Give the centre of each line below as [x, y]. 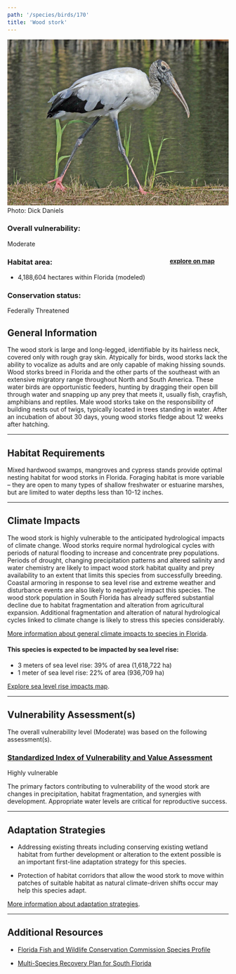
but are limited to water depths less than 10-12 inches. [85, 492]
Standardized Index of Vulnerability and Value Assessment [110, 757]
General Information [52, 333]
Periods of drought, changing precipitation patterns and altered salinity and [116, 560]
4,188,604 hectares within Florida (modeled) [81, 277]
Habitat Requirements [56, 453]
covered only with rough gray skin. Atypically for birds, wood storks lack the [117, 357]
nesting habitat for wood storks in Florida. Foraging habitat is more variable [116, 478]
